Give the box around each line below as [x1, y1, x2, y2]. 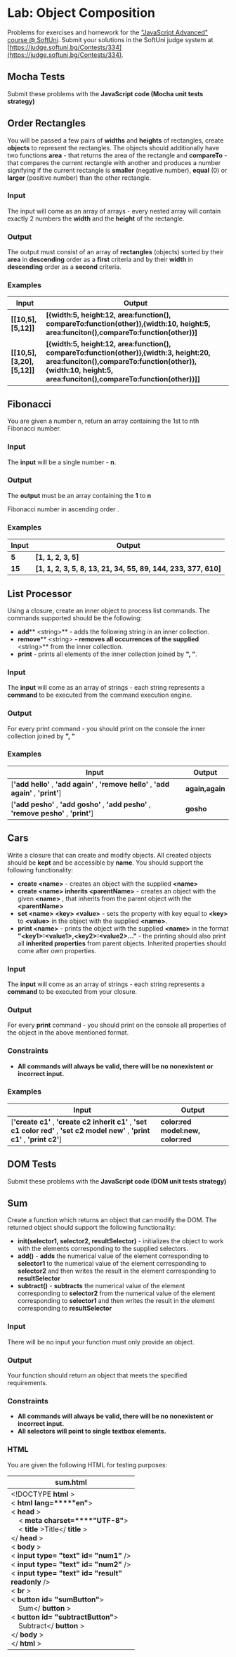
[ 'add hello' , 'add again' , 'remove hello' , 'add [11, 779, 170, 789]
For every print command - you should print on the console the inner [7, 724, 206, 733]
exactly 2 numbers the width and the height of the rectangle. [7, 214, 185, 223]
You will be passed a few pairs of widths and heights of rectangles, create [7, 136, 224, 145]
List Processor [7, 588, 72, 600]
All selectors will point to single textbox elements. [17, 1427, 166, 1436]
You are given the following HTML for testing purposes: [7, 1460, 168, 1469]
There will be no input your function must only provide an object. [7, 1337, 195, 1346]
